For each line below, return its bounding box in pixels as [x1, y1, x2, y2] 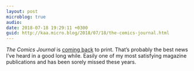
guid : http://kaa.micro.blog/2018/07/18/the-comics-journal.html [6, 30, 169, 36]
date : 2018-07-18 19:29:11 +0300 [6, 24, 88, 31]
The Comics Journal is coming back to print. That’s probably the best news [6, 46, 188, 53]
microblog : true [6, 14, 46, 20]
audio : [6, 19, 22, 25]
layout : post [6, 8, 38, 15]
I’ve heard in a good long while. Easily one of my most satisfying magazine [6, 52, 187, 59]
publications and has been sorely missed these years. [6, 59, 136, 66]
